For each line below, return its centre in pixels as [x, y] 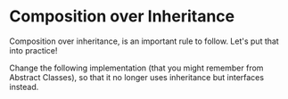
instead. [24, 87]
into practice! [33, 50]
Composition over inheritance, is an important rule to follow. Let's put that [144, 41]
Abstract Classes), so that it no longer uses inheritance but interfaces [137, 77]
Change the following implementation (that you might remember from [136, 68]
